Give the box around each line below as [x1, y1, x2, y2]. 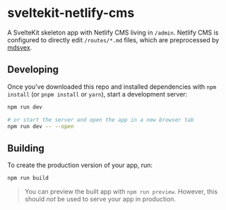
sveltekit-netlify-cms [7, 5, 135, 21]
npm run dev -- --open [7, 123, 74, 130]
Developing [7, 63, 59, 75]
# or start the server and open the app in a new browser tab [7, 116, 194, 123]
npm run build [7, 175, 49, 182]
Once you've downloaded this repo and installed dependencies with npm [7, 82, 217, 91]
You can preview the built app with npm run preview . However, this [24, 187, 218, 196]
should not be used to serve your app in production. [24, 195, 177, 204]
